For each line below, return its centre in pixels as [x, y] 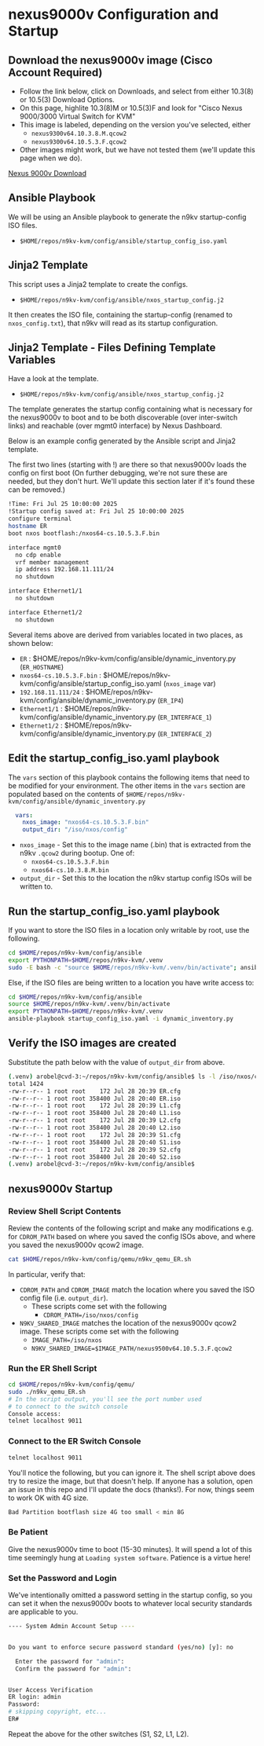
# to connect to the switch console [68, 1407]
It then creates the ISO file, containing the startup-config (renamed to [121, 314]
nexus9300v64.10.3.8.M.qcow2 [79, 134]
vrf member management [52, 562]
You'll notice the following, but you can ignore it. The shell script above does [132, 1473]
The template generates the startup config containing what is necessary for [130, 409]
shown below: [31, 643]
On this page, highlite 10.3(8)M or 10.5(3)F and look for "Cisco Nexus [131, 108]
